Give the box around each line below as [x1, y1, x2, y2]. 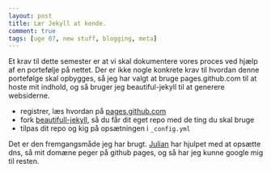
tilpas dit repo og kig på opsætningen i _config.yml [19, 124, 191, 133]
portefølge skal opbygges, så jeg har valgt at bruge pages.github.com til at [8, 73, 257, 83]
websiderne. [8, 90, 50, 101]
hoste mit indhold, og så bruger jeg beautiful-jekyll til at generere [8, 82, 225, 92]
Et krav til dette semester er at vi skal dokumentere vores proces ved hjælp [8, 57, 259, 66]
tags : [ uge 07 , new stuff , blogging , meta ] [8, 34, 158, 43]
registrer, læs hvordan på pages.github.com [19, 107, 167, 116]
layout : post [8, 11, 53, 20]
